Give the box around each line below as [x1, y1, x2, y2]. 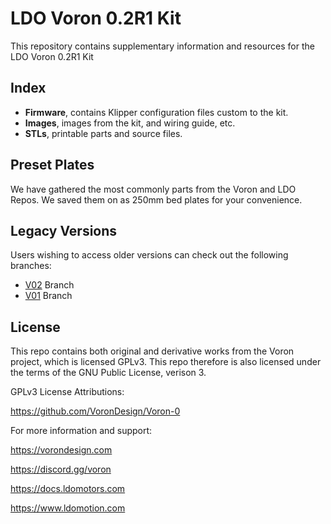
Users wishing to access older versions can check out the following [10, 249, 289, 261]
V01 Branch [24, 290, 73, 302]
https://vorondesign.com [10, 444, 113, 456]
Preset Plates [10, 157, 95, 174]
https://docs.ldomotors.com [10, 483, 126, 495]
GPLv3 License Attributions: [10, 386, 125, 398]
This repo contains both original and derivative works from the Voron [10, 345, 295, 357]
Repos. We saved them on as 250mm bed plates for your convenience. [10, 193, 303, 206]
